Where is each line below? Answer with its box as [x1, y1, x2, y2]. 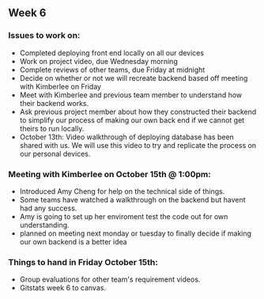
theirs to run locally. [19, 123, 85, 133]
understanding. [19, 220, 70, 229]
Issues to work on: [8, 30, 81, 41]
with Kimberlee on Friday [19, 81, 101, 91]
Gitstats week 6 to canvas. [19, 283, 107, 293]
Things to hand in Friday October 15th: [8, 256, 158, 267]
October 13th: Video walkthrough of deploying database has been [19, 132, 235, 142]
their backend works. [19, 98, 89, 108]
